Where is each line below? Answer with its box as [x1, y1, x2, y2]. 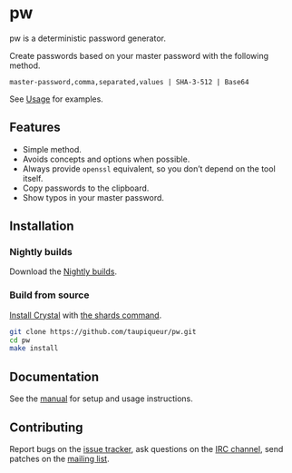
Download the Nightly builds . [9, 266, 118, 277]
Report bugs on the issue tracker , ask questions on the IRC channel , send [9, 443, 284, 454]
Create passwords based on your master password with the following [9, 50, 269, 61]
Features [9, 120, 61, 135]
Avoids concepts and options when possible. [22, 153, 190, 164]
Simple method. [22, 143, 82, 154]
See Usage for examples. [9, 94, 104, 104]
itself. [22, 172, 44, 183]
